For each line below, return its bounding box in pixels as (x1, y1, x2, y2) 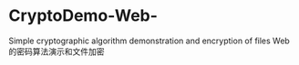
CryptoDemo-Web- (8, 5, 159, 26)
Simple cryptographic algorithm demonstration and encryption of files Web (8, 35, 291, 46)
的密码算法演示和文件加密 (8, 46, 105, 57)
